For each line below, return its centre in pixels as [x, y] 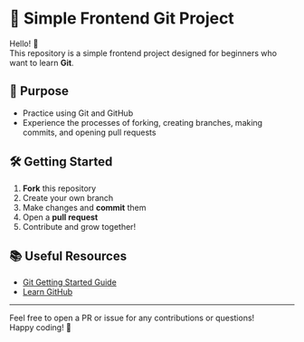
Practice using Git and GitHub [78, 113]
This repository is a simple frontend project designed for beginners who [143, 52]
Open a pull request [60, 217]
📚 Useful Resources [68, 256]
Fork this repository [59, 188]
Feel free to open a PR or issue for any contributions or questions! [132, 318]
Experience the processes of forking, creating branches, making [142, 122]
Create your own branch [68, 197]
